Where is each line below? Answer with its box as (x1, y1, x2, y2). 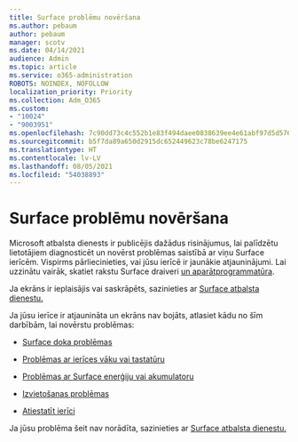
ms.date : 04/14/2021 (9, 46, 86, 55)
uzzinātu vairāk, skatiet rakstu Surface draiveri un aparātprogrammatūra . (9, 266, 275, 277)
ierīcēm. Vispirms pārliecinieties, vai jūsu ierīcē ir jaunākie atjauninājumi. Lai (9, 257, 286, 268)
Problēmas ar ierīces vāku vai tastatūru (21, 354, 166, 365)
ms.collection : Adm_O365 (9, 95, 101, 105)
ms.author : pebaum (9, 21, 77, 30)
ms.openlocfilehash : (9, 129, 86, 138)
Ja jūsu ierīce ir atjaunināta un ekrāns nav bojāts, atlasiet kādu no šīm (9, 310, 263, 321)
